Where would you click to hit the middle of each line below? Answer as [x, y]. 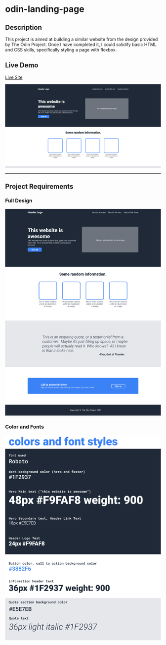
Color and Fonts [25, 427]
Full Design [19, 200]
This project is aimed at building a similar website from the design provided [82, 39]
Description [23, 27]
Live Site [14, 77]
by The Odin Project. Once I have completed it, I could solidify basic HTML [81, 45]
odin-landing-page [45, 9]
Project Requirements [39, 187]
